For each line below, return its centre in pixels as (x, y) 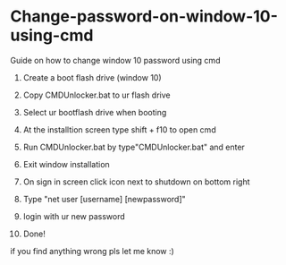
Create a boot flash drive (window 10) (92, 77)
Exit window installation (66, 164)
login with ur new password (74, 216)
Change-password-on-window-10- (144, 17)
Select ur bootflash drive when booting (95, 112)
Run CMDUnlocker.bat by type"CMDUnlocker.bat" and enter (134, 147)
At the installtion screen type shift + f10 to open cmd (120, 129)
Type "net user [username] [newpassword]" (104, 199)
